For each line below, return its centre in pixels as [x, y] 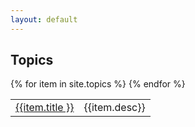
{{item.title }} [45, 108]
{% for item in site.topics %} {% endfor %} [98, 84]
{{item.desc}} [114, 108]
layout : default [44, 19]
